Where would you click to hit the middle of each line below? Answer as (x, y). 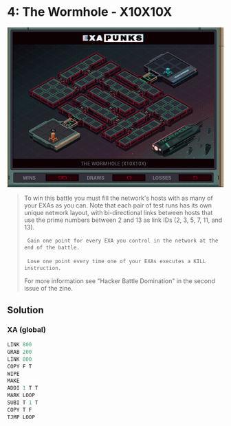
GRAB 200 (20, 352)
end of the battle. (52, 248)
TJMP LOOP (21, 417)
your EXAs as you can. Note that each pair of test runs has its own (118, 205)
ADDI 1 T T (23, 388)
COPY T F (20, 410)
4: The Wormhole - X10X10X (90, 12)
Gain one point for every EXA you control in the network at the (123, 241)
